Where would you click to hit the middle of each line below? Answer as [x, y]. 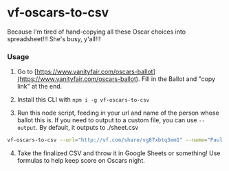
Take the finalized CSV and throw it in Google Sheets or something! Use [119, 153]
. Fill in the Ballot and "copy [176, 79]
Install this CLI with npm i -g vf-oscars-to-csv [83, 100]
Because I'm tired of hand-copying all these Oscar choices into [97, 32]
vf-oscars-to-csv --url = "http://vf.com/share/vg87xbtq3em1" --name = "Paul [115, 140]
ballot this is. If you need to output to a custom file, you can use [107, 120]
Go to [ [27, 72]
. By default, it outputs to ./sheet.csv [87, 128]
